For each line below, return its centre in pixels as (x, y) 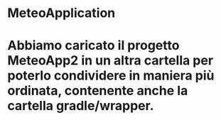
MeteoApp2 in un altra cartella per (110, 61)
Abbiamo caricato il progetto (93, 46)
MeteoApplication (61, 13)
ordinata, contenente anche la (98, 91)
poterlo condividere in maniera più (111, 76)
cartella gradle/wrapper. (81, 106)
